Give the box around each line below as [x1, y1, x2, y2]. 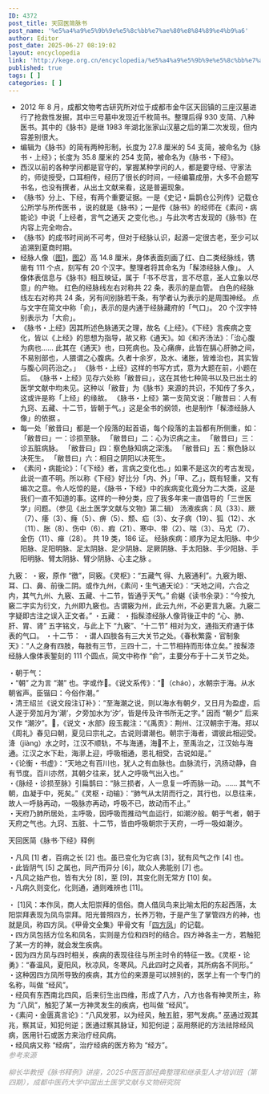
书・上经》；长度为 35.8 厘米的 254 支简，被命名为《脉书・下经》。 [19, 152, 239, 161]
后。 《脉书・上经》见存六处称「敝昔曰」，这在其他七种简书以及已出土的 [19, 372, 258, 382]
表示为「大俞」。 [26, 312, 80, 322]
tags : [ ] [8, 71, 42, 79]
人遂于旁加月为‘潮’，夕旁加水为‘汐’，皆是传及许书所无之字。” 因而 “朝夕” [8, 708, 243, 718]
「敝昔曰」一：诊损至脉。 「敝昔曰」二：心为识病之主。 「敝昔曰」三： [19, 433, 256, 442]
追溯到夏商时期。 [19, 242, 77, 252]
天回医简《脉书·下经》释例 [8, 836, 95, 845]
